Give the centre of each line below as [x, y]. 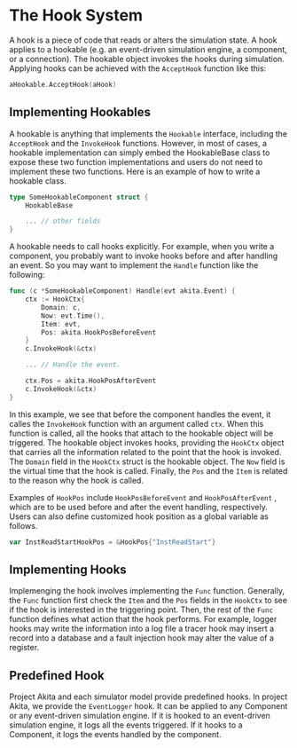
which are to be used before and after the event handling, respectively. [138, 507]
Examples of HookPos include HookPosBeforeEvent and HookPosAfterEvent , [143, 497]
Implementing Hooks [68, 569]
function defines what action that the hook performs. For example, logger [143, 619]
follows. [23, 525]
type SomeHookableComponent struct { [79, 197]
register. [24, 648]
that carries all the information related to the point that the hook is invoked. [145, 452]
